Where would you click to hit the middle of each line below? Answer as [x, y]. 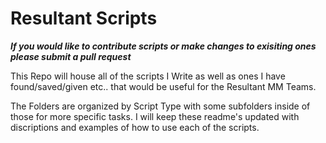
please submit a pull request [71, 56]
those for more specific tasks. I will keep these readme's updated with [155, 116]
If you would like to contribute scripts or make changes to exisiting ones [163, 46]
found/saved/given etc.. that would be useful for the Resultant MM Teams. [163, 86]
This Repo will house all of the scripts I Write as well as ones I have [148, 76]
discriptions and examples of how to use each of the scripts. [135, 127]
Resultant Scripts [84, 18]
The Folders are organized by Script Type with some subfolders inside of [160, 106]
